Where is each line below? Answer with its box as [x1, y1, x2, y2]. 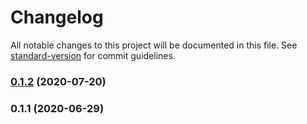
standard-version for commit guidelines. [10, 49, 176, 61]
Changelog [10, 6, 104, 29]
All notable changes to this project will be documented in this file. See [10, 39, 298, 51]
